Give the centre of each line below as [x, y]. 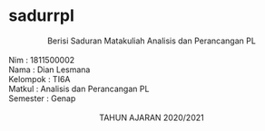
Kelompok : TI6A [39, 79]
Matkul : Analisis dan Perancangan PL [79, 89]
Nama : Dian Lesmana [49, 70]
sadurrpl [41, 16]
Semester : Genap [42, 98]
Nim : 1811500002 [42, 60]
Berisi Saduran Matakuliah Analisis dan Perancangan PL [152, 41]
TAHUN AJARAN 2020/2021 [152, 117]
